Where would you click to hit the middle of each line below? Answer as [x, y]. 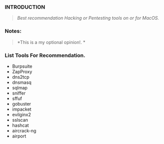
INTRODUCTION [25, 7]
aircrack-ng [24, 130]
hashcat [20, 125]
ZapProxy [22, 71]
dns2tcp [21, 77]
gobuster [21, 104]
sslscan [20, 120]
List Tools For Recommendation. [45, 55]
